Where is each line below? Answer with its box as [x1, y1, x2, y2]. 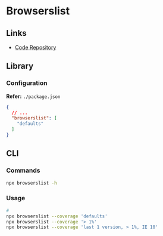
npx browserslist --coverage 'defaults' [6, 213, 108, 219]
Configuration [6, 79, 48, 87]
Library [6, 61, 34, 71]
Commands [6, 166, 40, 174]
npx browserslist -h [6, 180, 58, 186]
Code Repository [14, 44, 57, 51]
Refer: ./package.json [6, 93, 61, 100]
